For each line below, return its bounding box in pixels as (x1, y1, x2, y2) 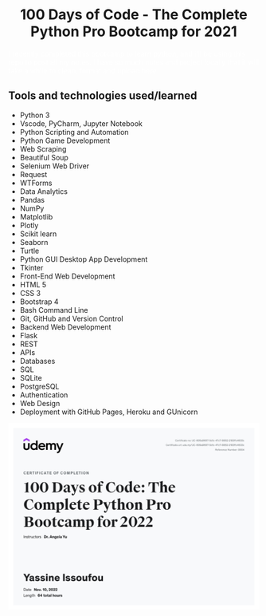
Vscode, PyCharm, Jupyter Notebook (19, 118, 143, 128)
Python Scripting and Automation (19, 127, 129, 136)
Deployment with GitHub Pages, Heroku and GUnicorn (19, 407, 198, 417)
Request (19, 169, 48, 179)
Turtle (19, 246, 40, 255)
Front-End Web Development (19, 271, 115, 281)
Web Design (19, 398, 61, 408)
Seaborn (19, 237, 49, 247)
